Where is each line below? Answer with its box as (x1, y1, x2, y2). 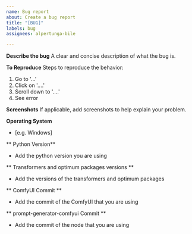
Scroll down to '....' (14, 88, 61, 95)
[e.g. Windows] (14, 129, 52, 136)
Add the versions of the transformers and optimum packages (14, 175, 165, 182)
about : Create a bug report (6, 14, 76, 20)
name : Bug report (6, 8, 49, 15)
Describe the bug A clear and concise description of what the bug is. (6, 52, 176, 60)
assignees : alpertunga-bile (6, 31, 76, 37)
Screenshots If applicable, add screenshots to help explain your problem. (6, 106, 187, 113)
